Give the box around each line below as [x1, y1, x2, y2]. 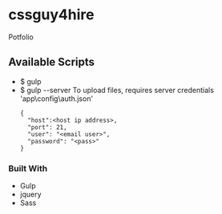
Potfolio [8, 32, 34, 42]
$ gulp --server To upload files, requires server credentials [19, 85, 215, 95]
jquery [19, 190, 42, 200]
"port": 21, [27, 123, 67, 131]
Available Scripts [8, 55, 95, 69]
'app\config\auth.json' [19, 94, 94, 103]
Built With [8, 163, 48, 174]
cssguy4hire [8, 6, 95, 24]
